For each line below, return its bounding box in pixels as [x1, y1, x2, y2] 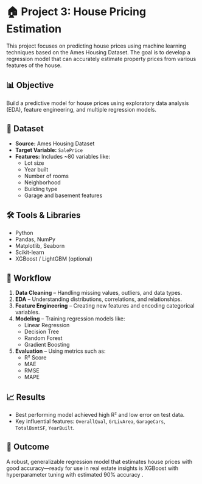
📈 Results [6, 392, 46, 402]
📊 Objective [6, 80, 54, 90]
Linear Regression [24, 322, 70, 329]
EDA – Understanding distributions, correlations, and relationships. [15, 295, 183, 303]
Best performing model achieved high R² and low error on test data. [15, 411, 185, 418]
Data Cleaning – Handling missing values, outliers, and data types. [15, 289, 183, 297]
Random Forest [24, 334, 63, 342]
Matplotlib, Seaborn [15, 242, 65, 250]
